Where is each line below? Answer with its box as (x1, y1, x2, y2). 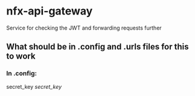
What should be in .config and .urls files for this (6, 42, 189, 52)
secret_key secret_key (6, 83, 62, 90)
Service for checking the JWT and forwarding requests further (6, 24, 162, 31)
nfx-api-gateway (6, 4, 93, 18)
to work (6, 51, 36, 62)
